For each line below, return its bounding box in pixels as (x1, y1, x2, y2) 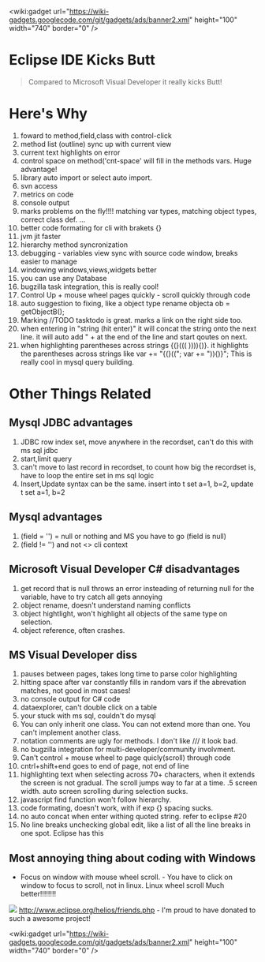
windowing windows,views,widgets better (20, 264, 157, 275)
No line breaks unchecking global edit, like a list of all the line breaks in (20, 820, 251, 829)
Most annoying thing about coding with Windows (9, 852, 256, 865)
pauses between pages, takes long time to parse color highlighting (20, 669, 237, 679)
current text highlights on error (20, 148, 121, 157)
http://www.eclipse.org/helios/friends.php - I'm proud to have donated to (18, 905, 256, 915)
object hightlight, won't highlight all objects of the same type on (20, 608, 228, 618)
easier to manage (20, 256, 77, 266)
